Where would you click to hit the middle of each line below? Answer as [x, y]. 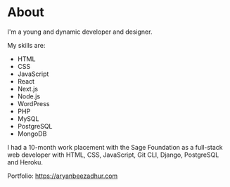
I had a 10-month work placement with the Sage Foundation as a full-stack [115, 147]
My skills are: [26, 45]
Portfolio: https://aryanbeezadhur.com [63, 176]
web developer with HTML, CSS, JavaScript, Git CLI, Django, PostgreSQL [113, 155]
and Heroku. [25, 162]
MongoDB [32, 134]
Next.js [28, 89]
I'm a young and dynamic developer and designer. [80, 32]
